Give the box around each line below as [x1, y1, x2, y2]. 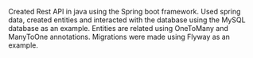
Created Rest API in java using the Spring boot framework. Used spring [8, 7, 241, 16]
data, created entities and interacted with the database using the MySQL [8, 15, 246, 25]
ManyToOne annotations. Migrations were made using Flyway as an [8, 32, 231, 41]
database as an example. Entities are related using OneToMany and [8, 24, 228, 33]
